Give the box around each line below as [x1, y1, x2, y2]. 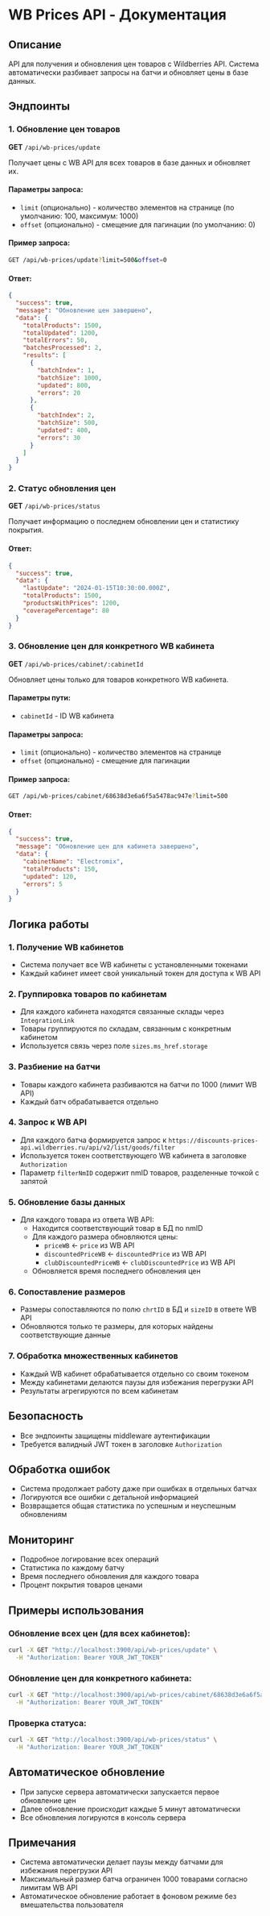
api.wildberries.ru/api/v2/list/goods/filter [19, 1143, 175, 1152]
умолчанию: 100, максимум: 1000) [19, 211, 139, 221]
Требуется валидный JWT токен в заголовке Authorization [19, 1439, 223, 1448]
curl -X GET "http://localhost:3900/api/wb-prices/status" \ [8, 1735, 218, 1744]
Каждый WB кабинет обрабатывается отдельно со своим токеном [19, 1369, 249, 1378]
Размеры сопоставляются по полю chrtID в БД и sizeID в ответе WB [19, 1304, 257, 1315]
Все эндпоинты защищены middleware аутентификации [19, 1431, 211, 1440]
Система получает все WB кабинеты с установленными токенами [19, 959, 248, 969]
